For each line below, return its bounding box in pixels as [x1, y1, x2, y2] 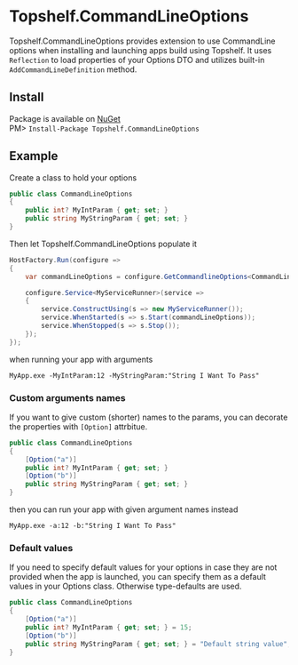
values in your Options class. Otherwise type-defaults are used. [9, 581, 242, 592]
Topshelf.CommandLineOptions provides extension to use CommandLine [9, 36, 276, 46]
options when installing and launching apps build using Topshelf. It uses [9, 44, 272, 55]
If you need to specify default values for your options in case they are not [9, 562, 278, 573]
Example [9, 148, 59, 164]
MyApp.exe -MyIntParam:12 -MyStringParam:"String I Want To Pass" [9, 371, 260, 380]
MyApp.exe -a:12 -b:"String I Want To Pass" [9, 522, 176, 531]
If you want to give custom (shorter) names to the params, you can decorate [9, 412, 288, 422]
